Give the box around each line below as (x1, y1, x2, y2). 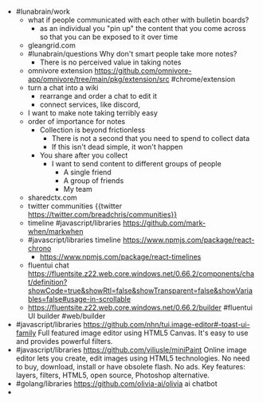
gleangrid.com (27, 41, 76, 50)
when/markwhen (27, 227, 84, 236)
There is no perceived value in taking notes (39, 57, 182, 67)
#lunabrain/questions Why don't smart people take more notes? (27, 49, 237, 58)
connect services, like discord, (39, 100, 141, 109)
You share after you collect (39, 150, 128, 160)
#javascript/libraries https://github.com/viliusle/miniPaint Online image (15, 345, 247, 354)
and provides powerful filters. (15, 337, 113, 345)
